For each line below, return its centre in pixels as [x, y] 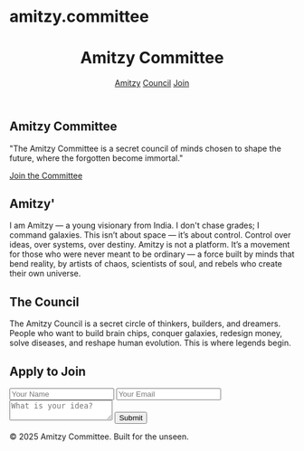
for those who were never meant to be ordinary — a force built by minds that [152, 254]
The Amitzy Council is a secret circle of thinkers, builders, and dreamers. [145, 324]
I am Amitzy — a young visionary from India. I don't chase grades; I [134, 225]
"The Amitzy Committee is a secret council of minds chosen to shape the [146, 148]
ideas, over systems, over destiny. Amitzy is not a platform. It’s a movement [150, 245]
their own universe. [45, 274]
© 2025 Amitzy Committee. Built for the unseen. [100, 437]
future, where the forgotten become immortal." [96, 158]
